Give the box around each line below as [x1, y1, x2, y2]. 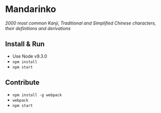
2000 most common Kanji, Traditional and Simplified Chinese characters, [5, 20, 156, 26]
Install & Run [5, 40, 45, 48]
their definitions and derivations [5, 25, 71, 31]
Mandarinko [5, 3, 56, 15]
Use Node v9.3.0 [12, 53, 47, 59]
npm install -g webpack [12, 92, 62, 97]
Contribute [5, 78, 40, 87]
